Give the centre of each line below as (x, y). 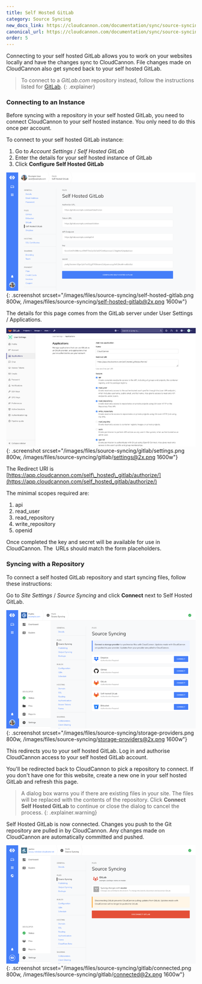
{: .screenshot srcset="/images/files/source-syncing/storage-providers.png (100, 733)
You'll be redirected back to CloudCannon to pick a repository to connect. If (100, 769)
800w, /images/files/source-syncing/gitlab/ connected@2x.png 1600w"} (96, 974)
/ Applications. (24, 320)
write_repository (35, 524)
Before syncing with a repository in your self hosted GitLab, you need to (95, 115)
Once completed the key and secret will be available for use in (83, 542)
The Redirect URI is (30, 469)
